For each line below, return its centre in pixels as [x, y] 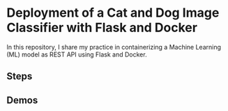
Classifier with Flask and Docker [102, 28]
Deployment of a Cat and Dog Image [113, 13]
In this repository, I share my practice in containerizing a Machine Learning [114, 47]
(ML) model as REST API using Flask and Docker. [77, 54]
